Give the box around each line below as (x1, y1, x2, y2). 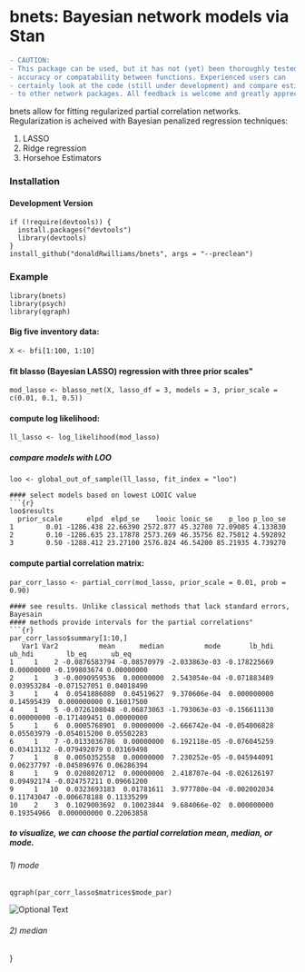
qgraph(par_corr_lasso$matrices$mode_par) (9, 888, 172, 898)
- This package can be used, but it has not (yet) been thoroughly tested (9, 64, 299, 74)
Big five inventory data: (9, 326, 100, 337)
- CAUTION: (9, 55, 51, 64)
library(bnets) (9, 291, 67, 301)
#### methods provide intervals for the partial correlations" (9, 618, 254, 627)
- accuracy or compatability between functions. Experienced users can (9, 73, 286, 82)
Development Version (9, 197, 93, 208)
